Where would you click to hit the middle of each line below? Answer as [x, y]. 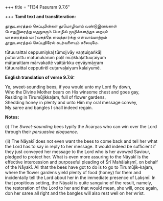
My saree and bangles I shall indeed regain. [49, 108]
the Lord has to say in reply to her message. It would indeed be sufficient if [81, 146]
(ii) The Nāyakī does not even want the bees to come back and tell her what [81, 141]
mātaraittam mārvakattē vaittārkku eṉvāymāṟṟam [54, 63]
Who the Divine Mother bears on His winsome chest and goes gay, [72, 92]
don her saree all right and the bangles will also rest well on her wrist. [75, 193]
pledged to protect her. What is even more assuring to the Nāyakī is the [77, 157]
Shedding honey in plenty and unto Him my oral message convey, [71, 102]
